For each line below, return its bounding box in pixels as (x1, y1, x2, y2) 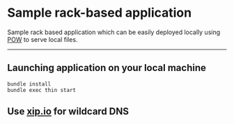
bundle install (7, 80, 52, 88)
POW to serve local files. (7, 35, 78, 43)
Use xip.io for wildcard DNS (7, 106, 130, 118)
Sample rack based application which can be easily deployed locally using (7, 28, 221, 36)
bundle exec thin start (7, 86, 77, 93)
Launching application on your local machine (7, 62, 207, 74)
